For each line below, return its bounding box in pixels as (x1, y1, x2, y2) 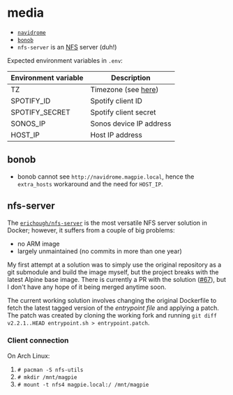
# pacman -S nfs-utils (17, 366, 84, 373)
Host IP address (90, 130, 143, 140)
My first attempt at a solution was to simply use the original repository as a (7, 260, 222, 269)
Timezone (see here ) (90, 84, 159, 94)
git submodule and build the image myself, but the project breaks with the (7, 267, 219, 276)
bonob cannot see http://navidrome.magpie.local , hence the (17, 172, 195, 181)
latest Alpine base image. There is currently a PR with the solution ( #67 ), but (7, 275, 227, 283)
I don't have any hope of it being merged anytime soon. (7, 283, 167, 291)
